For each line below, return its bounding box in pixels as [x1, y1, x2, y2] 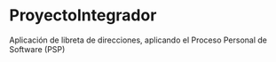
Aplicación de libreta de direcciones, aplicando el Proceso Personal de [9, 35, 268, 45]
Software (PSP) [9, 43, 66, 54]
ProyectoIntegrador [9, 5, 157, 26]
